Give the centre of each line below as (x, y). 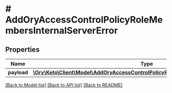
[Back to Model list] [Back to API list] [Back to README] (64, 85)
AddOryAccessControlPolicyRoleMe (84, 20)
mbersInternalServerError (62, 31)
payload (18, 72)
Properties (23, 49)
